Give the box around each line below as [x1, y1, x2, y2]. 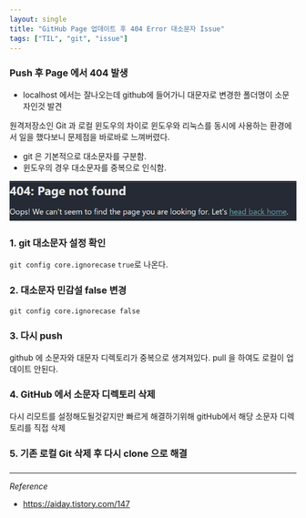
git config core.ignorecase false [9, 307, 141, 316]
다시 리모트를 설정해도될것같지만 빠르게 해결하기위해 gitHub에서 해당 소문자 [9, 411, 278, 422]
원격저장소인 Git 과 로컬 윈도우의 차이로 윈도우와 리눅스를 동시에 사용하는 [9, 119, 269, 131]
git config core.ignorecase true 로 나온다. [9, 259, 168, 269]
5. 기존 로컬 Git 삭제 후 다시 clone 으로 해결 [9, 447, 189, 460]
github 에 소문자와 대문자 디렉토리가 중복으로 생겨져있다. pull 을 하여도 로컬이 [9, 351, 285, 363]
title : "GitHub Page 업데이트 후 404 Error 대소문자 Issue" [9, 24, 225, 34]
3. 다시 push [9, 330, 63, 342]
